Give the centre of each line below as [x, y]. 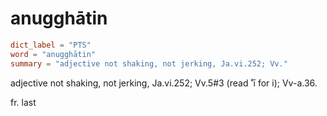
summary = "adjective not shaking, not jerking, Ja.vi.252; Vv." [149, 63]
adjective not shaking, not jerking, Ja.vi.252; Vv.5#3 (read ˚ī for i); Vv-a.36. [164, 83]
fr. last [23, 102]
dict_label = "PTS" [51, 45]
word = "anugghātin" [53, 54]
